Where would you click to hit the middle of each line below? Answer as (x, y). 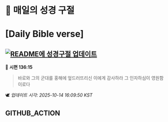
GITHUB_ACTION (33, 113)
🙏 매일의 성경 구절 (40, 10)
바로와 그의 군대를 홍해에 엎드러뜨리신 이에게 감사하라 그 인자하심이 (84, 78)
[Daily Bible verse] (45, 34)
